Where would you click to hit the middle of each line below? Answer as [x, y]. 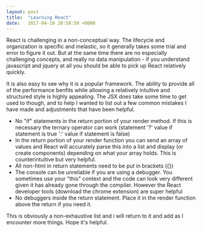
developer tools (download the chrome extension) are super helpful [99, 192]
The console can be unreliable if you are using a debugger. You [94, 172]
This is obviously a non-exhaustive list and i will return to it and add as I [95, 216]
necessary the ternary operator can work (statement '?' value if [94, 128]
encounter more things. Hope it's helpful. [57, 222]
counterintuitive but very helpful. [55, 160]
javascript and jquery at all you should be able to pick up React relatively [96, 66]
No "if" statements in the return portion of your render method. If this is [103, 121]
